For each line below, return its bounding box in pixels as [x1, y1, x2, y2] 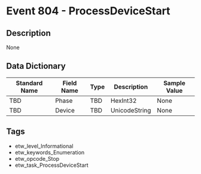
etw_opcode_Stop [14, 155, 60, 162]
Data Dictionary [6, 61, 66, 71]
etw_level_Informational [14, 142, 74, 149]
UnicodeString [110, 106, 151, 114]
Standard [16, 79, 43, 87]
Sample [163, 79, 185, 87]
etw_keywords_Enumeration [14, 148, 85, 156]
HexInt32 [110, 96, 137, 105]
